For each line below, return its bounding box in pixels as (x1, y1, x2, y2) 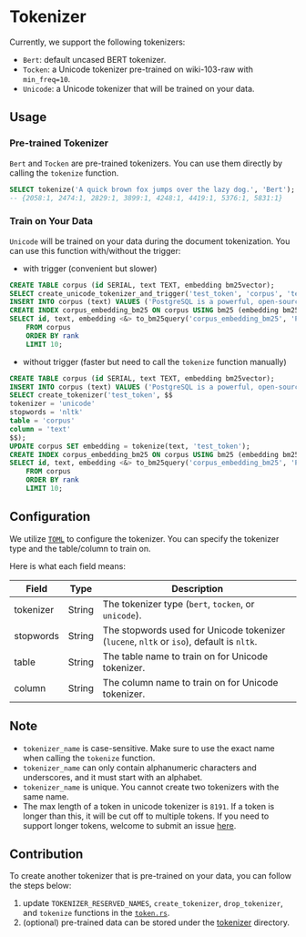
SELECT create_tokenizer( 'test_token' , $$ (9, 391, 173, 400)
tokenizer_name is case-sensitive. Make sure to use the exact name (22, 742, 275, 753)
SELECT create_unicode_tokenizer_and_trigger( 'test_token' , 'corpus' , (9, 289, 283, 298)
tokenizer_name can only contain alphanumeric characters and (22, 762, 257, 773)
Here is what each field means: (9, 560, 126, 571)
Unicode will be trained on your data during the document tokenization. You (9, 235, 291, 247)
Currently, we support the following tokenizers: (9, 36, 186, 47)
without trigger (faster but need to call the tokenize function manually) (22, 356, 287, 367)
